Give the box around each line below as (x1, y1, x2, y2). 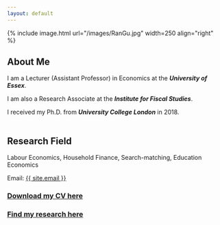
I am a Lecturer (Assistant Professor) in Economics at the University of (7, 74, 208, 82)
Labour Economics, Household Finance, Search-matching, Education (7, 154, 202, 162)
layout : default (7, 10, 53, 17)
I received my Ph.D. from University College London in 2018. (7, 108, 180, 117)
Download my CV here (7, 191, 84, 201)
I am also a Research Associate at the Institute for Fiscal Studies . (7, 95, 193, 103)
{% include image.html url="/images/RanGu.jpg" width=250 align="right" (7, 29, 214, 37)
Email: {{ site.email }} (7, 174, 66, 182)
